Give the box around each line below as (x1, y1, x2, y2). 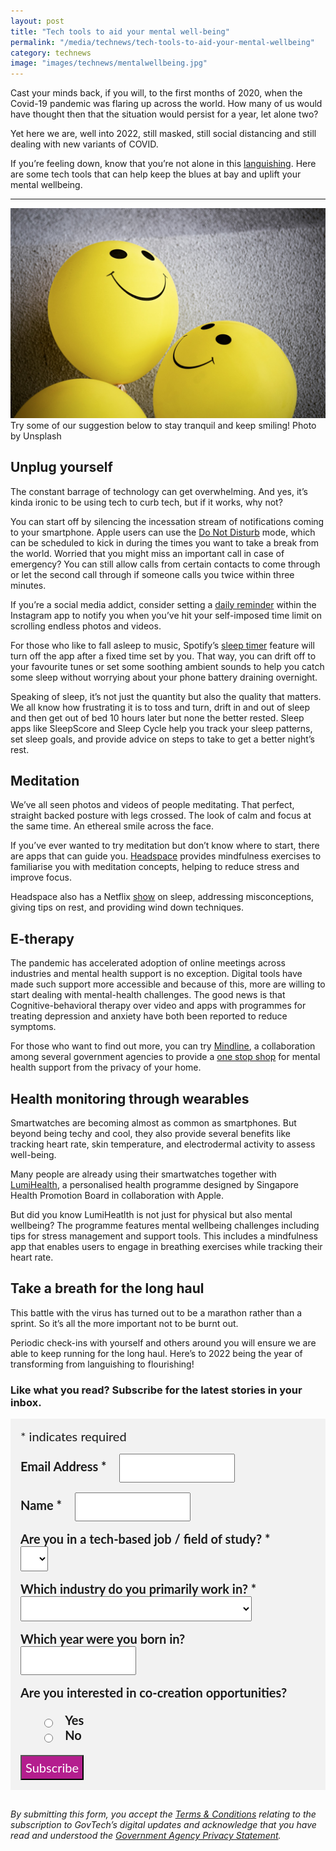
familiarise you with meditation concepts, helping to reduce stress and (10, 861, 300, 873)
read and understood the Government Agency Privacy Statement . (10, 1830, 282, 1842)
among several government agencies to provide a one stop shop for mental (10, 1051, 321, 1063)
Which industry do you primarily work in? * (20, 1581, 257, 1597)
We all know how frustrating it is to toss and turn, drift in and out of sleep (10, 701, 311, 713)
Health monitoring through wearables (10, 1090, 250, 1107)
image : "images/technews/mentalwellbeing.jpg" (10, 58, 208, 69)
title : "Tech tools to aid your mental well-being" (10, 26, 230, 37)
